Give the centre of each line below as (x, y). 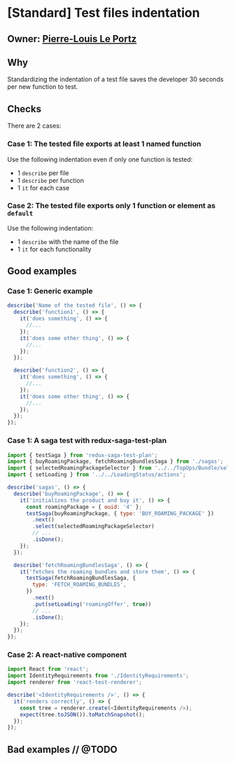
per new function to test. (43, 87)
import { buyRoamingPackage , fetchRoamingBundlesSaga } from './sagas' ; (115, 462)
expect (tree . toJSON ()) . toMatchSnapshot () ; (83, 714)
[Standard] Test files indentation (104, 13)
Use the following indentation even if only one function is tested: (100, 159)
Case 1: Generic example (50, 291)
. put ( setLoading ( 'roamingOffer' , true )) (92, 604)
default (20, 214)
